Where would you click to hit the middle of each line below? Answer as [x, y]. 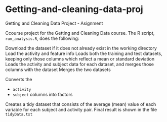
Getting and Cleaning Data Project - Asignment [54, 23]
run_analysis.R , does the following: [42, 38]
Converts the [19, 79]
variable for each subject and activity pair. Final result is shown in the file [81, 109]
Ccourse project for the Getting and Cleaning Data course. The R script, [80, 33]
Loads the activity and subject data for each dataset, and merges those [80, 64]
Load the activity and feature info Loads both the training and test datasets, [84, 53]
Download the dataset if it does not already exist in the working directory [81, 48]
